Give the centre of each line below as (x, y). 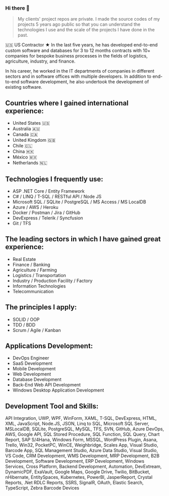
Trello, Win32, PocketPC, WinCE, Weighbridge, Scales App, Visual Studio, (82, 445)
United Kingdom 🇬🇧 (34, 140)
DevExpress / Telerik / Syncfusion (48, 218)
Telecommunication (33, 291)
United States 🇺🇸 (31, 123)
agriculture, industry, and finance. (40, 61)
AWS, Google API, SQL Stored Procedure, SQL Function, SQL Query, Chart (82, 434)
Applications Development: (49, 346)
